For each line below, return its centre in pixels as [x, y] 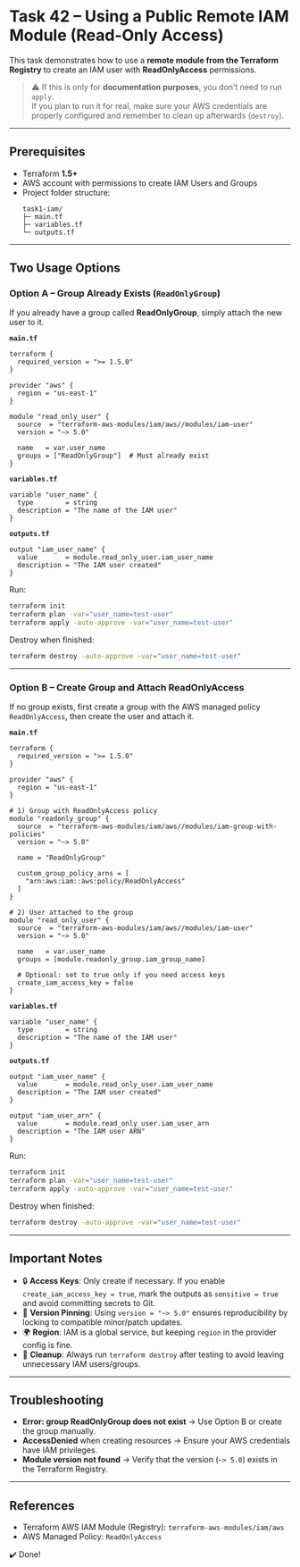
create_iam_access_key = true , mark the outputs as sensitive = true [150, 1294]
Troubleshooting [57, 1400]
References [42, 1506]
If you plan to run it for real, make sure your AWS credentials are [149, 105]
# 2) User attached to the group [71, 913]
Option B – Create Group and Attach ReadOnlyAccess [127, 687]
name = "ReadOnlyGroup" [61, 858]
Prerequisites [47, 152]
